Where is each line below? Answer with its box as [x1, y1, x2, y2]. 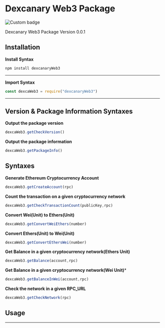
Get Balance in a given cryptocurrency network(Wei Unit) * [5, 267, 127, 273]
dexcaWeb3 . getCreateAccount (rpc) [5, 184, 74, 189]
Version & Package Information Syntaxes [5, 107, 133, 115]
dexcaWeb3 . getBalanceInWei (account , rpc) [5, 277, 89, 282]
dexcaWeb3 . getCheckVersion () [5, 130, 65, 135]
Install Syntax [5, 56, 34, 62]
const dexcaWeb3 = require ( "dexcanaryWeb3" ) [5, 89, 98, 94]
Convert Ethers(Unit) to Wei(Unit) [5, 230, 75, 236]
